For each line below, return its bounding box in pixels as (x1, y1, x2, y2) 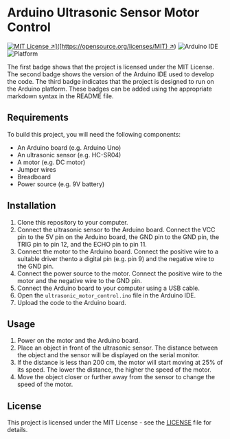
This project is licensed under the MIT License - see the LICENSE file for (7, 418, 211, 427)
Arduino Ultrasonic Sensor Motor (7, 5, 200, 21)
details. (7, 426, 28, 434)
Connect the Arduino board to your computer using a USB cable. (16, 284, 200, 292)
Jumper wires (16, 165, 56, 173)
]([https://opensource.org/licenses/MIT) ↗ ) (54, 42, 176, 50)
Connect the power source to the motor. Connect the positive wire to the (16, 269, 222, 278)
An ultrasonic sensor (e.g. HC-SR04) (16, 150, 122, 159)
